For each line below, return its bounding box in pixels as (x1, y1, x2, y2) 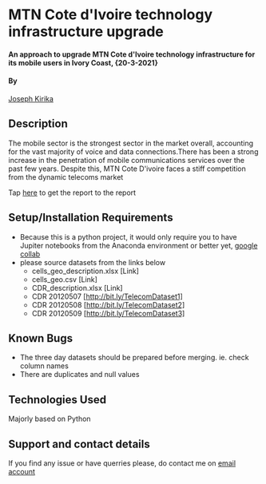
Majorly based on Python (8, 414, 91, 424)
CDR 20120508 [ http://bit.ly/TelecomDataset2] (31, 300, 185, 309)
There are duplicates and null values (19, 370, 140, 379)
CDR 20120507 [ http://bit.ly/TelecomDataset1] (31, 292, 184, 301)
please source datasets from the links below (19, 257, 166, 267)
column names (19, 361, 69, 371)
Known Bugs (8, 331, 73, 345)
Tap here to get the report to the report (8, 188, 137, 197)
